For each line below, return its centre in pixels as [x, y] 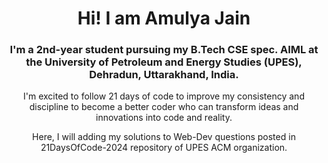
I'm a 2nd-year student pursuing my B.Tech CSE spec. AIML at [164, 50]
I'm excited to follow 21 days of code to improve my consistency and [164, 96]
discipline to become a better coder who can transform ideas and [164, 107]
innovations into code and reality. [164, 118]
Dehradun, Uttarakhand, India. [164, 75]
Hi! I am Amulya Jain [164, 18]
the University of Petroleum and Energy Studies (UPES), [164, 62]
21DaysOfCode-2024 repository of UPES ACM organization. [164, 148]
